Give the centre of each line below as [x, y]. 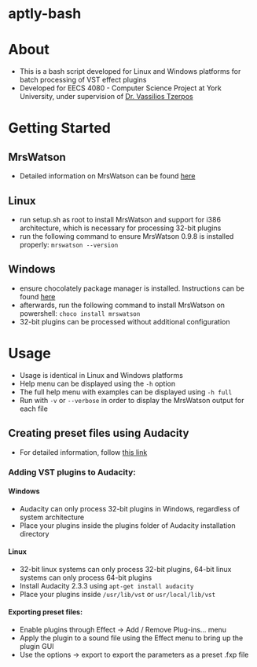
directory [34, 533]
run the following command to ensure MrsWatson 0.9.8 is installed [127, 236]
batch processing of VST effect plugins [83, 80]
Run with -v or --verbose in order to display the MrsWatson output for [132, 400]
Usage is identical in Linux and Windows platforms [101, 375]
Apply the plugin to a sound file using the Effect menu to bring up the [131, 638]
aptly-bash [45, 14]
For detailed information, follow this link [83, 452]
